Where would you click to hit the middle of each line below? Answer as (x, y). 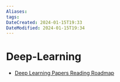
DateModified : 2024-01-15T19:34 (45, 28)
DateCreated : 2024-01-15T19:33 (44, 22)
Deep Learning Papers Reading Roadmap (64, 73)
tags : (13, 17)
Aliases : (17, 11)
